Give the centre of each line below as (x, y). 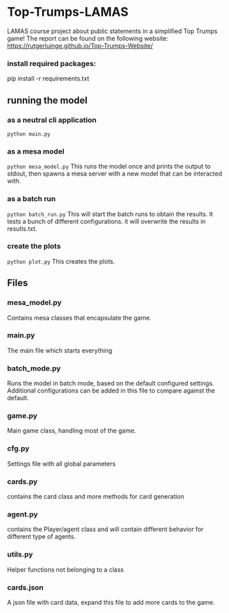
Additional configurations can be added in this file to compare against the (111, 391)
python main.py (29, 134)
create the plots (34, 247)
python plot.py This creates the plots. (61, 261)
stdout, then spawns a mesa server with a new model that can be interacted (115, 174)
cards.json (25, 588)
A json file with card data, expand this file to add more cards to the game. (111, 602)
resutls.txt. (22, 229)
